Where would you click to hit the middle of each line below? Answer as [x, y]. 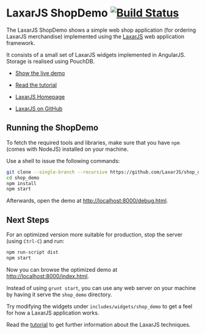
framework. [21, 43]
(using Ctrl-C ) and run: [35, 241]
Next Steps [28, 220]
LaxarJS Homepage [40, 96]
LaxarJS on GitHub [39, 108]
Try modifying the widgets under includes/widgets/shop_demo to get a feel [99, 306]
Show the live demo [40, 73]
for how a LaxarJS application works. [53, 313]
